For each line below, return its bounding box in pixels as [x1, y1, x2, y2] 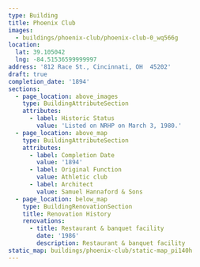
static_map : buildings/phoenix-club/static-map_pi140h [8, 246, 193, 254]
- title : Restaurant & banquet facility [28, 224, 164, 233]
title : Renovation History [22, 210, 111, 218]
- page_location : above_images [15, 92, 119, 100]
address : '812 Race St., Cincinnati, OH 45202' [8, 63, 172, 71]
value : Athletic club [36, 173, 108, 182]
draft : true [8, 70, 47, 78]
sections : [8, 85, 41, 93]
